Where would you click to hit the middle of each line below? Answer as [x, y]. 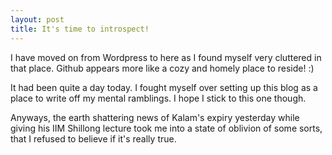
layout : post [37, 19]
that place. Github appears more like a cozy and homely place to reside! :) [162, 68]
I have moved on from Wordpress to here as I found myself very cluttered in [166, 57]
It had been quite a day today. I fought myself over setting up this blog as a [164, 87]
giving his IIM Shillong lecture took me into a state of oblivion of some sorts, [166, 128]
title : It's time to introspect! [80, 29]
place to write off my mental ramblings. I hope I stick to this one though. [158, 98]
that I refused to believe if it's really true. [93, 138]
